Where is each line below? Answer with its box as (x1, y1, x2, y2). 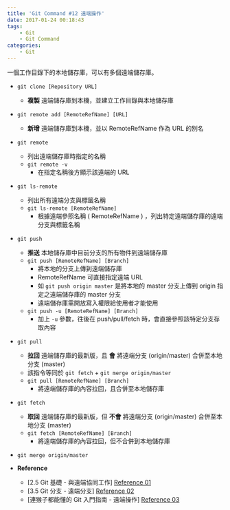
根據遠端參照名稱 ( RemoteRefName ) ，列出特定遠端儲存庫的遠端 (37, 211, 223, 220)
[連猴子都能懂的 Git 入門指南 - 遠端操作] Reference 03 (27, 495, 180, 503)
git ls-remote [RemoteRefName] (27, 204, 117, 212)
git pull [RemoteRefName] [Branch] (27, 377, 129, 384)
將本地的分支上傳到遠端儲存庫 (37, 264, 122, 273)
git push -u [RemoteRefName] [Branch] (27, 308, 139, 315)
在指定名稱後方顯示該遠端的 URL (37, 168, 130, 176)
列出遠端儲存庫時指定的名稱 (27, 152, 106, 160)
